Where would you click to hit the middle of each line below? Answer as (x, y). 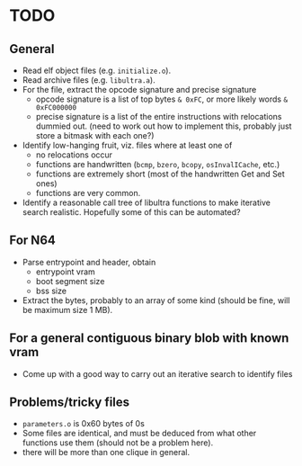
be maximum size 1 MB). (67, 309)
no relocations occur (74, 155)
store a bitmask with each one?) (95, 135)
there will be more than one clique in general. (106, 453)
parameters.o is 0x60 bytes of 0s (84, 424)
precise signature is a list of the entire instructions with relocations (159, 116)
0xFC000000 (56, 108)
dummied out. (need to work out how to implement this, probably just (164, 126)
